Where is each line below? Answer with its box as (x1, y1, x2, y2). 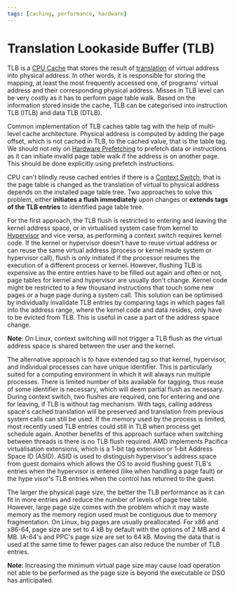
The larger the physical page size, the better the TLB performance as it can (7, 488, 224, 496)
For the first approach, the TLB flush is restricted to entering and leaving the (7, 216, 227, 224)
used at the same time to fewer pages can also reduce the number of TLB (7, 540, 220, 548)
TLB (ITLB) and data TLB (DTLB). (7, 108, 102, 116)
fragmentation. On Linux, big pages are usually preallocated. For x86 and (7, 517, 219, 526)
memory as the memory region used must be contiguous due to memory (7, 510, 217, 519)
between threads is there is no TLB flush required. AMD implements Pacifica (7, 437, 228, 445)
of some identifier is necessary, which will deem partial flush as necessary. (7, 385, 224, 393)
